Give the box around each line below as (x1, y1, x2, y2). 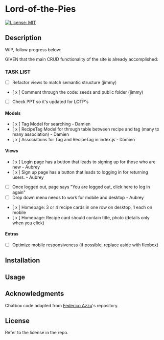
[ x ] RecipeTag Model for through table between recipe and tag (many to (12, 126, 160, 132)
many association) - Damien (12, 131, 70, 137)
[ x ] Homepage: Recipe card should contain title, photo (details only (12, 214, 150, 220)
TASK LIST (5, 68, 31, 75)
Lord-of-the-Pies (5, 3, 76, 15)
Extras (5, 231, 19, 237)
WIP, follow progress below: (5, 46, 62, 52)
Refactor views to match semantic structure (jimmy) (12, 80, 117, 85)
